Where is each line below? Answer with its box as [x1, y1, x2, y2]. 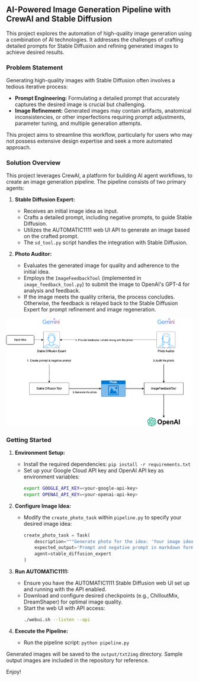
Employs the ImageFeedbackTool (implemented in [23, 275, 142, 282]
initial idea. [23, 268, 50, 275]
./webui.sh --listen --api [23, 617, 91, 623]
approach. [6, 144, 31, 151]
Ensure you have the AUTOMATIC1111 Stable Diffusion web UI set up [23, 580, 190, 587]
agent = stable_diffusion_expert [34, 551, 111, 557]
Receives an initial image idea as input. [23, 207, 118, 215]
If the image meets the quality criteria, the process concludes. [23, 293, 175, 301]
